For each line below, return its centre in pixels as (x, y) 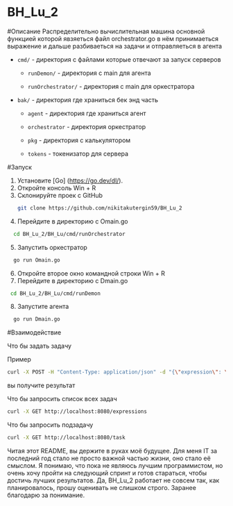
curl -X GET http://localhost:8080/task (67, 438)
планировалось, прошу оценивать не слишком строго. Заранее (102, 487)
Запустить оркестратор (52, 247)
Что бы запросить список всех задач (62, 399)
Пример (19, 360)
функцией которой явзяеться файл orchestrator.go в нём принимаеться (113, 38)
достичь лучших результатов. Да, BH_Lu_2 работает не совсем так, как (113, 480)
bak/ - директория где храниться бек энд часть (87, 100)
